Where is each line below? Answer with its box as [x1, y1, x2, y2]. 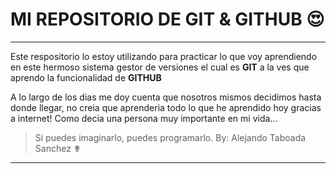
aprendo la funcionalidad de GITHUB [10, 71, 162, 83]
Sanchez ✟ [34, 142, 82, 154]
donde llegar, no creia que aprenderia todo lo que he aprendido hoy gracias [10, 101, 322, 113]
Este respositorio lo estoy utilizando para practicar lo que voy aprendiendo [10, 50, 318, 62]
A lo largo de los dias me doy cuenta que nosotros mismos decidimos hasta [10, 91, 322, 103]
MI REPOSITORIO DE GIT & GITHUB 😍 [10, 8, 325, 31]
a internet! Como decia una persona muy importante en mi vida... [10, 112, 278, 124]
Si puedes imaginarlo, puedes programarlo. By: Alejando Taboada [34, 131, 307, 143]
